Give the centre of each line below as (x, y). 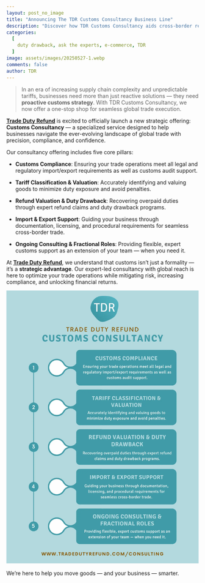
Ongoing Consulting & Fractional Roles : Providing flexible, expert (98, 244)
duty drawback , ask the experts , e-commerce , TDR (82, 45)
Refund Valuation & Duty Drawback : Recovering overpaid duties (97, 201)
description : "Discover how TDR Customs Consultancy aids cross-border (99, 26)
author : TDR (21, 71)
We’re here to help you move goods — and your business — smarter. (93, 573)
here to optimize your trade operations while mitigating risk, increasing (95, 275)
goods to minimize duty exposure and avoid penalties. (83, 189)
